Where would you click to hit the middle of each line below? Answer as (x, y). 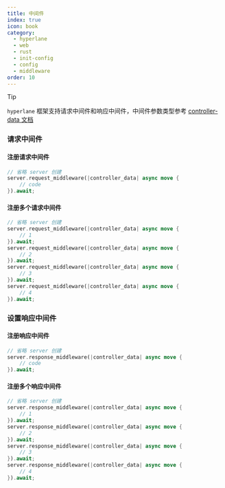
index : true (24, 20)
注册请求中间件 (28, 157)
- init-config (33, 58)
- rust (23, 52)
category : (21, 33)
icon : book (23, 26)
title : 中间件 (26, 13)
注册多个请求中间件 (34, 208)
